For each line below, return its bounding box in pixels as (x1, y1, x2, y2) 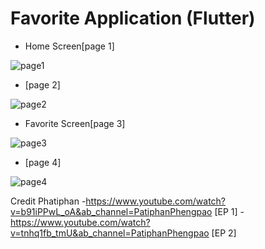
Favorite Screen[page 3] (24, 117, 126, 129)
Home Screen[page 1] (24, 40, 115, 52)
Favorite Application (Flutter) (10, 7, 256, 30)
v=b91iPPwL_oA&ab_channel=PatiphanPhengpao (10, 205, 213, 217)
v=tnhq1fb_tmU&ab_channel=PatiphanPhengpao (10, 227, 210, 239)
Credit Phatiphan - (10, 195, 87, 207)
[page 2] (24, 78, 61, 91)
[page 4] (24, 156, 62, 168)
